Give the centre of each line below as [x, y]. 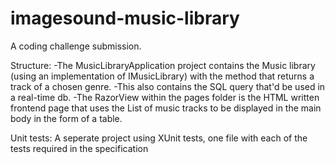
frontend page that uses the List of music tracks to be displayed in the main [166, 108]
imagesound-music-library [125, 18]
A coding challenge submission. [76, 46]
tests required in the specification [79, 148]
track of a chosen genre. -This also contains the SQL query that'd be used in [168, 86]
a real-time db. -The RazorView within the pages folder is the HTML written [165, 97]
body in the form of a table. [66, 118]
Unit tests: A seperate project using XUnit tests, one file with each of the [159, 138]
